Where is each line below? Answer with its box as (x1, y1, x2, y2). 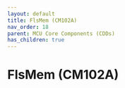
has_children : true (7, 37, 65, 44)
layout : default (7, 10, 55, 18)
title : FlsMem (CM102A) (7, 17, 78, 24)
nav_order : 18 (7, 23, 49, 30)
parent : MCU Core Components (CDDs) (7, 30, 115, 37)
